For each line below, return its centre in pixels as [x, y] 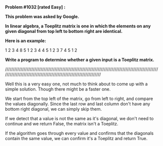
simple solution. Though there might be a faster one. [58, 89]
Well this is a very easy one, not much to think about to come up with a [76, 84]
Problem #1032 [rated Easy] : [35, 7]
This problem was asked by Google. [42, 16]
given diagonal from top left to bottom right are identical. [64, 31]
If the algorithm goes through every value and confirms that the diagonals [80, 133]
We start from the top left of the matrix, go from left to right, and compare [79, 98]
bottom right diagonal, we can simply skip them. [53, 109]
